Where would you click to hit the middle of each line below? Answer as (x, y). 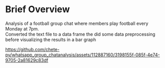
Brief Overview (38, 9)
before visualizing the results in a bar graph (51, 40)
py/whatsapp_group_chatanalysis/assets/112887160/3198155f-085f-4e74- (82, 55)
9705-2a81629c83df (27, 60)
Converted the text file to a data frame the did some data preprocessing (80, 34)
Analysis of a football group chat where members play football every (77, 23)
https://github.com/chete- (32, 49)
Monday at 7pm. (22, 28)
